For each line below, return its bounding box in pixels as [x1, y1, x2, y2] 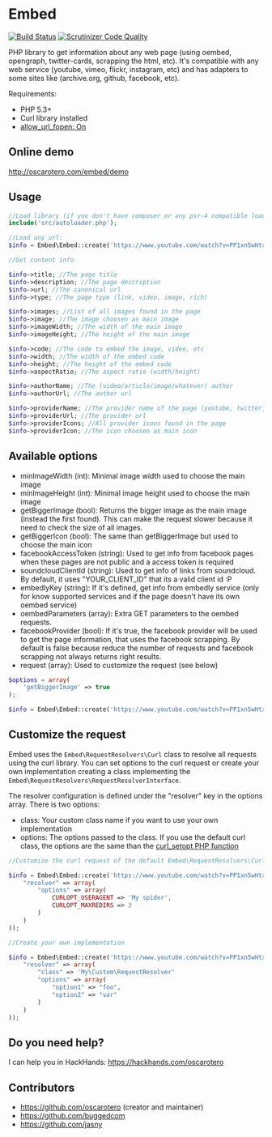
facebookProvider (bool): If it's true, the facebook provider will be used [19, 625, 257, 636]
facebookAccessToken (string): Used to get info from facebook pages [19, 548, 254, 558]
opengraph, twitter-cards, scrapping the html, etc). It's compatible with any [8, 56, 259, 66]
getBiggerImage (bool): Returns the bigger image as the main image [19, 505, 247, 515]
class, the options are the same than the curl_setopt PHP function [19, 841, 239, 850]
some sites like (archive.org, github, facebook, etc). [8, 73, 180, 83]
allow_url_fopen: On [19, 121, 87, 131]
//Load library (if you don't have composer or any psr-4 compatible [8, 211, 249, 219]
